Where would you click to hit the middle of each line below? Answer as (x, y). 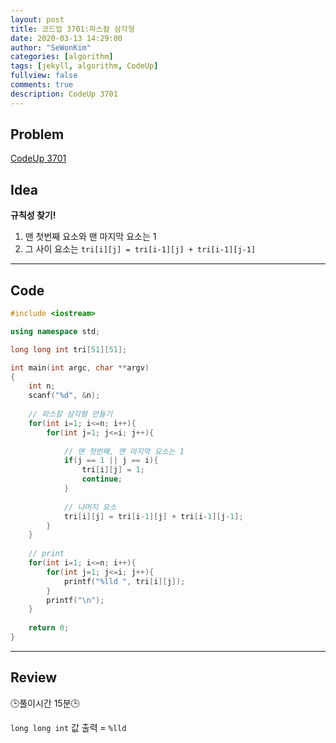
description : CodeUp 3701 (64, 94)
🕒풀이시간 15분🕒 (45, 703)
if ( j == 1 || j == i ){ (111, 461)
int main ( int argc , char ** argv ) (80, 367)
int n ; (42, 386)
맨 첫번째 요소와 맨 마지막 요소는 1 (90, 237)
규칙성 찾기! (33, 215)
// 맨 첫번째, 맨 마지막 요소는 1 (124, 451)
